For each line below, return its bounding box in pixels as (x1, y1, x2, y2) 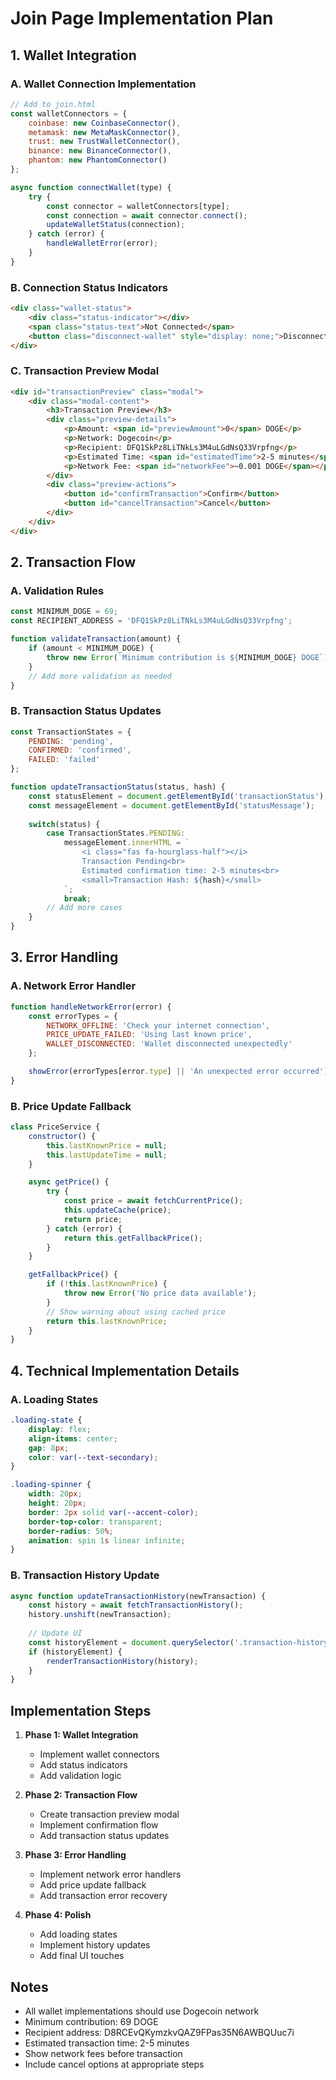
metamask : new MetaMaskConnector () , (28, 127, 182, 137)
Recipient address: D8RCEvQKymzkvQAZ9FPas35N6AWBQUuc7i (24, 2026, 295, 2038)
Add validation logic (39, 1770, 122, 1782)
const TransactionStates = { (10, 727, 132, 737)
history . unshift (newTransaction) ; (28, 1610, 172, 1620)
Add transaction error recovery (39, 1890, 168, 1902)
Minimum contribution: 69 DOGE (24, 2015, 159, 2027)
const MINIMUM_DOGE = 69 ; (10, 607, 118, 617)
